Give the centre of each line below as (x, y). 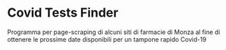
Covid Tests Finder (63, 13)
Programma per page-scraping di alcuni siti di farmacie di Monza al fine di (114, 32)
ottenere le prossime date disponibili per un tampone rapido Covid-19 (107, 39)
